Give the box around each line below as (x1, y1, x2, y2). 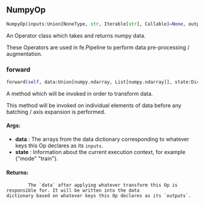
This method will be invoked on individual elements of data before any (6, 101, 182, 109)
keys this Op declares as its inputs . (15, 142, 103, 149)
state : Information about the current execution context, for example (15, 149, 186, 156)
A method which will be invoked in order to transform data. (6, 90, 153, 97)
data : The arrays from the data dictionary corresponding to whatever (15, 136, 189, 143)
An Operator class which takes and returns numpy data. (6, 32, 146, 39)
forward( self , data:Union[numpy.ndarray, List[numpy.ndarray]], (6, 79, 172, 85)
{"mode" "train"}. (15, 155, 59, 163)
